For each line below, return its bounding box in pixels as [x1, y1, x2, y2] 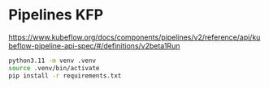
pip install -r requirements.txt [8, 71, 122, 80]
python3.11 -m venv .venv [8, 57, 96, 65]
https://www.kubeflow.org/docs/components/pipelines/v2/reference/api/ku [8, 32, 261, 42]
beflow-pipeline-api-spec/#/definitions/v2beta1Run [8, 40, 180, 50]
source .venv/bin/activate [8, 64, 100, 72]
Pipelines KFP [8, 6, 104, 24]
